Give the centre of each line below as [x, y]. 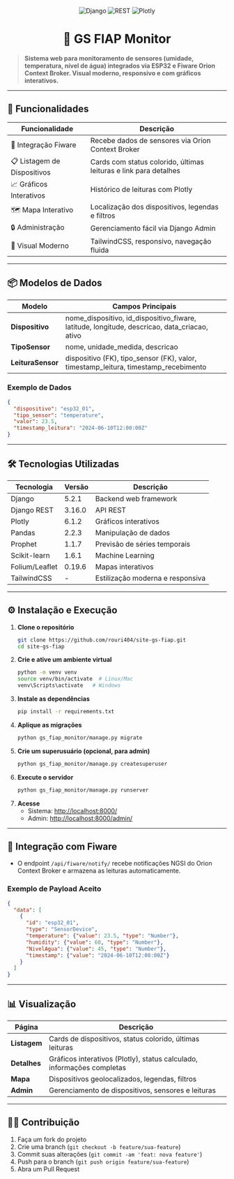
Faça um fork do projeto [52, 1139]
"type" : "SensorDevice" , [62, 929]
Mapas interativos [125, 567]
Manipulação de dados [133, 533]
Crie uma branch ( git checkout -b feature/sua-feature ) [99, 1147]
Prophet [24, 544]
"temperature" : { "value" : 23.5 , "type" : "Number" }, [102, 936]
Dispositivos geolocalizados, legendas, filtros [123, 1079]
